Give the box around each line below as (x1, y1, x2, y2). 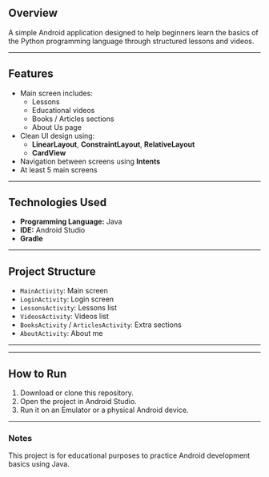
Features (8, 67, 54, 81)
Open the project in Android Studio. (19, 397, 138, 406)
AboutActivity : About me (19, 329, 103, 338)
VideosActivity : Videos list (19, 312, 110, 321)
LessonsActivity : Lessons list (19, 303, 118, 313)
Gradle (19, 234, 43, 244)
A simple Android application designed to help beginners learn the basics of (8, 27, 259, 37)
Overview (8, 6, 58, 20)
